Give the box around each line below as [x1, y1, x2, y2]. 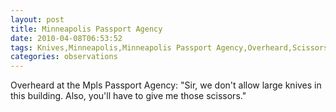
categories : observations [10, 52, 118, 62]
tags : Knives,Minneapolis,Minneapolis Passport [10, 42, 213, 53]
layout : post [10, 14, 65, 25]
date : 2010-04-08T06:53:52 [10, 33, 123, 43]
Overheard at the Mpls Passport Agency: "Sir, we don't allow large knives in [10, 79, 322, 91]
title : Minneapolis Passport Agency [10, 24, 163, 34]
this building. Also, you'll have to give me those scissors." [10, 90, 247, 102]
